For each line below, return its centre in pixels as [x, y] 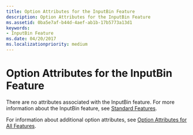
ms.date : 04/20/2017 [31, 39]
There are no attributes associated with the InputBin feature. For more [90, 102]
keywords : [18, 28]
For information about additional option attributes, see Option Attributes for [97, 119]
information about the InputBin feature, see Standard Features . [82, 108]
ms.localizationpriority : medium [47, 45]
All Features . [21, 126]
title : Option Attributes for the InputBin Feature [70, 11]
